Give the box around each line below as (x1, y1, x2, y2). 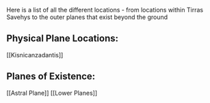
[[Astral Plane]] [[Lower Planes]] (6, 89, 97, 97)
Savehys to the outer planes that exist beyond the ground (6, 13, 168, 21)
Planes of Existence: (6, 71, 96, 83)
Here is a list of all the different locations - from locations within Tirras (6, 6, 203, 14)
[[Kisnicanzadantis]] (6, 50, 64, 59)
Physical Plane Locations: (6, 33, 119, 44)
